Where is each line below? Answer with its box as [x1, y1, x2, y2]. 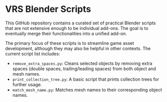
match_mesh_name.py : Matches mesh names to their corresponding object [12, 87, 162, 93]
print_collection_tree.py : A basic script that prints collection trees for [12, 76, 159, 82]
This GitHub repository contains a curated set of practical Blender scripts [5, 20, 156, 26]
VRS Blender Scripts [5, 3, 91, 15]
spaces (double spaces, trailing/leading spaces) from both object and [12, 66, 156, 72]
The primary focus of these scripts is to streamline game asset [5, 40, 134, 46]
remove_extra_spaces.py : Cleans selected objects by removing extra [12, 60, 152, 66]
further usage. [12, 81, 42, 88]
